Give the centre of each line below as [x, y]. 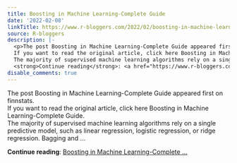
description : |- [31, 40]
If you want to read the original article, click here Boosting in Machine [108, 108]
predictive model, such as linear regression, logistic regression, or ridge [112, 131]
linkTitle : [23, 27]
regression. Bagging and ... [47, 138]
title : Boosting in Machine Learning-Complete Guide [86, 14]
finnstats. [21, 100]
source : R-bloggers [36, 34]
